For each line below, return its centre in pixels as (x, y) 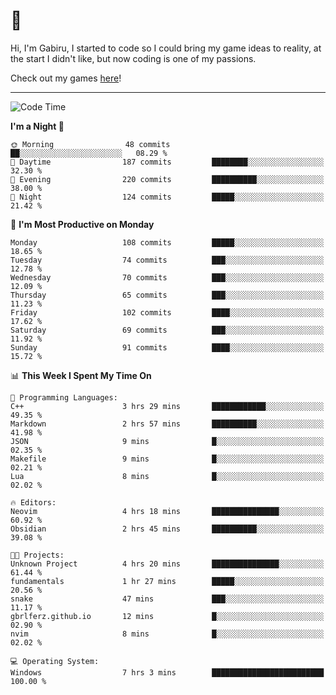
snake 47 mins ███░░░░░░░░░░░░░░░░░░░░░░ (167, 599)
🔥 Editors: (33, 502)
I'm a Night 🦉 (37, 126)
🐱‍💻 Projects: (37, 555)
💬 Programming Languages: (64, 397)
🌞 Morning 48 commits (90, 144)
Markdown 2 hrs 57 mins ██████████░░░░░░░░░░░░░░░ (167, 424)
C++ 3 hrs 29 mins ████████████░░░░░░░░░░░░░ (167, 406)
